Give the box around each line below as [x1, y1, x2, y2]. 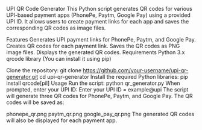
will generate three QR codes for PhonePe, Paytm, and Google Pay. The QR [6, 93, 193, 99]
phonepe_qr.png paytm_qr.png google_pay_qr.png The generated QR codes [6, 111, 195, 117]
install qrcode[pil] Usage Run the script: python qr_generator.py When [6, 79, 180, 87]
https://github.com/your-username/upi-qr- [83, 67, 189, 74]
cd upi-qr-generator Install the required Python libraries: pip [39, 73, 188, 80]
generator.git [6, 73, 39, 80]
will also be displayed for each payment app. [6, 117, 118, 124]
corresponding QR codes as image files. [6, 24, 106, 31]
